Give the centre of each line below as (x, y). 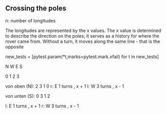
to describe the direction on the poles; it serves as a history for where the (82, 36)
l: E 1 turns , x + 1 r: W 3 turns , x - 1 (42, 106)
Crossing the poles (36, 8)
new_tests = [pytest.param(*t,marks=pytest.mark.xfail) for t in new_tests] (82, 56)
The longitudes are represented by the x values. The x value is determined (83, 31)
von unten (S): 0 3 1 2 (28, 96)
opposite (15, 47)
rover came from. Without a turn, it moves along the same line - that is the (83, 41)
